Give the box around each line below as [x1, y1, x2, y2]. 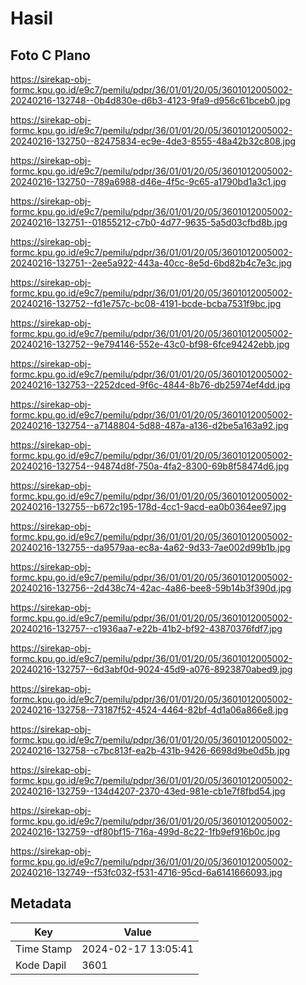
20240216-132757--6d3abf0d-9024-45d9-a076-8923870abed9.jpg [10, 663, 293, 675]
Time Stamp [15, 942, 73, 956]
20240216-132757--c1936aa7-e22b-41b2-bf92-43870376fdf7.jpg [10, 623, 283, 634]
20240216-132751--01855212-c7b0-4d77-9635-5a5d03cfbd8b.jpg [10, 217, 288, 228]
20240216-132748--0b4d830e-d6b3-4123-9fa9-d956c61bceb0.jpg [10, 95, 291, 106]
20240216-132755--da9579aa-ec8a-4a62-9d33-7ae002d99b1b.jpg [10, 542, 291, 553]
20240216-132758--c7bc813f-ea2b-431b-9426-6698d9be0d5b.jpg [10, 745, 291, 756]
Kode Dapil [15, 958, 67, 972]
